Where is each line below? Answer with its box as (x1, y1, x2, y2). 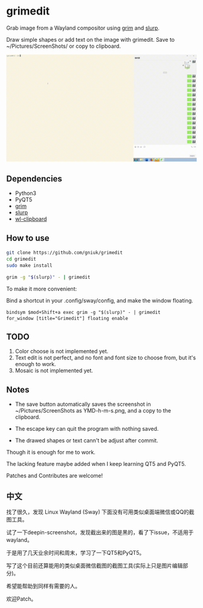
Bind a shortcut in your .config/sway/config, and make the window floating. (6, 296, 193, 304)
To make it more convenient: (6, 285, 77, 292)
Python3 (14, 189, 36, 197)
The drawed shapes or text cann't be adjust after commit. (14, 437, 158, 444)
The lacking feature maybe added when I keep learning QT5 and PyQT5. (6, 460, 186, 468)
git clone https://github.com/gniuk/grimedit (6, 250, 123, 256)
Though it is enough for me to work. (6, 449, 95, 456)
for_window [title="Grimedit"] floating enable (6, 315, 129, 321)
